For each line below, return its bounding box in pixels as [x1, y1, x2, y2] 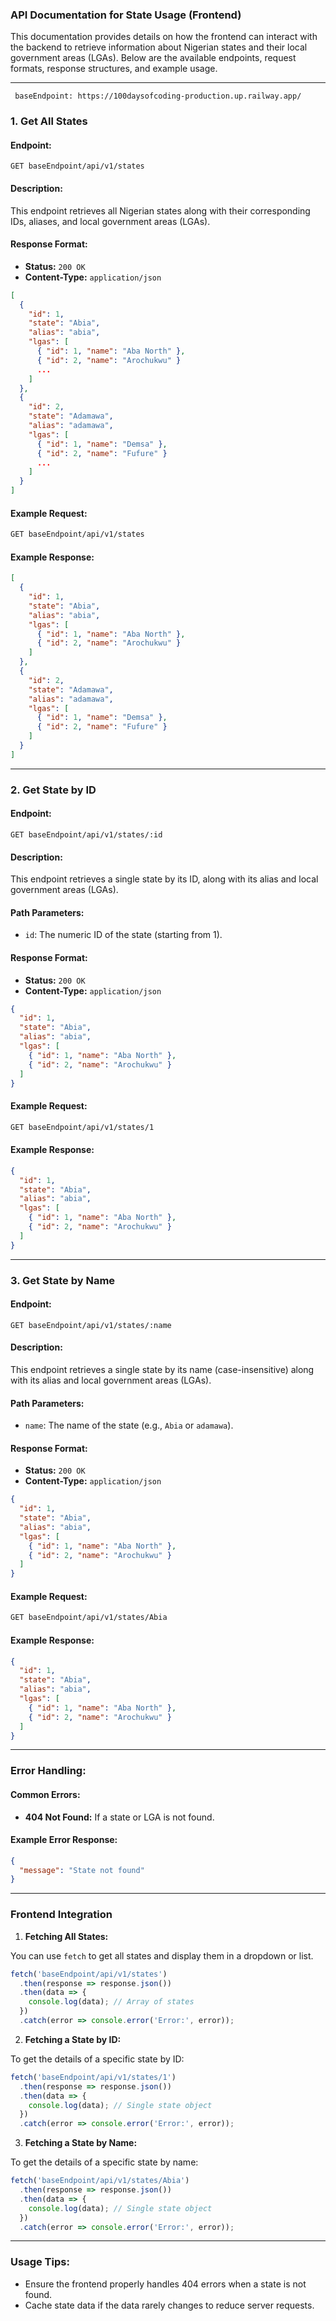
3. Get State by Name [10, 1273, 116, 1287]
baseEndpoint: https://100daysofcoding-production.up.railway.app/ [14, 91, 302, 102]
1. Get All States [10, 114, 88, 128]
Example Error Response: [10, 1834, 118, 1846]
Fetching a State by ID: [24, 2033, 122, 2045]
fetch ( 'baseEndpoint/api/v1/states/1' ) [10, 2072, 177, 2082]
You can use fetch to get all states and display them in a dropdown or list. [10, 1949, 314, 1962]
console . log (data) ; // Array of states [28, 1997, 195, 2007]
